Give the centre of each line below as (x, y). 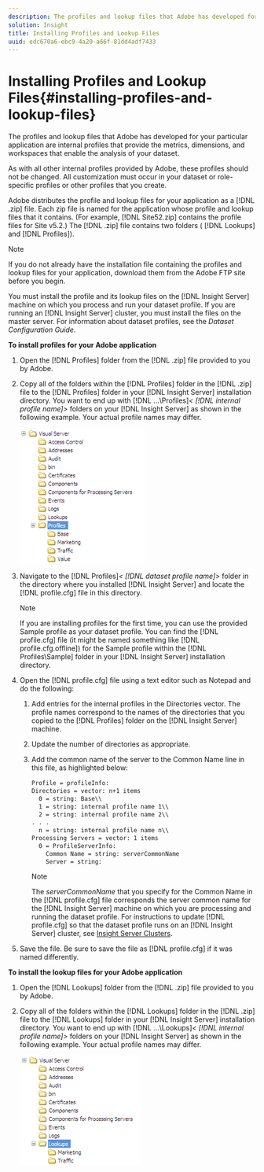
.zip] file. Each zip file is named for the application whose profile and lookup (131, 209)
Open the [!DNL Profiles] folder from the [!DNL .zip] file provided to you (135, 360)
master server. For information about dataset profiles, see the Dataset (121, 322)
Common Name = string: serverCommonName (113, 854)
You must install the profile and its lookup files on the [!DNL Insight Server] (129, 297)
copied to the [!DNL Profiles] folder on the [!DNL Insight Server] (134, 721)
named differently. (49, 957)
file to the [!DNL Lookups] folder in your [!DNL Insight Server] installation (137, 1019)
